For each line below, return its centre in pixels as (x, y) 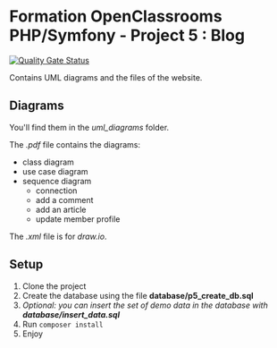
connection (56, 191)
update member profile (78, 219)
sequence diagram (57, 181)
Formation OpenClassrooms (116, 17)
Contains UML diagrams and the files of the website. (106, 77)
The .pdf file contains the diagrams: (75, 144)
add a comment (64, 199)
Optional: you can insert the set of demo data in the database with (145, 305)
